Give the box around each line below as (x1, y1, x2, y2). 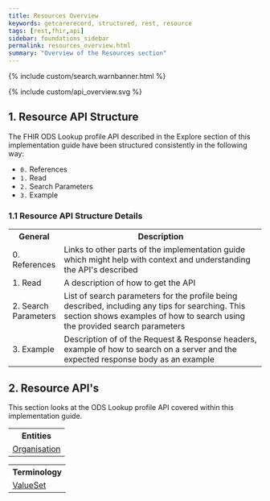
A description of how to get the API (63, 277, 196, 288)
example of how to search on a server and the (63, 344, 237, 355)
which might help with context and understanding (63, 255, 251, 266)
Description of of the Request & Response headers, (63, 333, 257, 345)
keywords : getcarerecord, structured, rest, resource (8, 19, 193, 27)
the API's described (63, 264, 138, 275)
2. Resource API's (8, 381, 100, 395)
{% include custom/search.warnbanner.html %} (8, 72, 166, 81)
